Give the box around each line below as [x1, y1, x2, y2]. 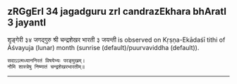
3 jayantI [7, 17, 47, 29]
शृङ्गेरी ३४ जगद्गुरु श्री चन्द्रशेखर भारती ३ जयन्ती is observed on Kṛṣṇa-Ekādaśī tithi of [7, 35, 226, 44]
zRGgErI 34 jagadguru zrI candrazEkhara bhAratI [7, 6, 227, 18]
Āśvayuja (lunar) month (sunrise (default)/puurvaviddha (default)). [7, 43, 200, 52]
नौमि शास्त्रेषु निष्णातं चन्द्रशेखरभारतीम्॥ [7, 63, 85, 70]
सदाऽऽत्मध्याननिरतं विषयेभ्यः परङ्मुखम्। [7, 56, 85, 64]
